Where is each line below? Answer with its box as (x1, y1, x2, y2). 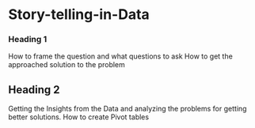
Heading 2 (8, 83, 61, 96)
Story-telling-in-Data (8, 6, 150, 24)
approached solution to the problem (8, 60, 125, 70)
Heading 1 (8, 34, 48, 45)
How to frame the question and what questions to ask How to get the (8, 51, 234, 61)
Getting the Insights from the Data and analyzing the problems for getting (8, 104, 247, 114)
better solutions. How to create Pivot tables (8, 112, 149, 122)
